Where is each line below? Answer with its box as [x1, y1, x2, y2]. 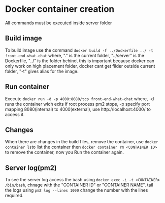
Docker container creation [5, 3, 115, 15]
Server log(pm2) [5, 163, 57, 172]
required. [5, 193, 24, 199]
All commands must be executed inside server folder [5, 20, 112, 26]
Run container [5, 82, 50, 91]
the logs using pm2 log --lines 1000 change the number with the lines [5, 187, 148, 193]
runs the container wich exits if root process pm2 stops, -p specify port [5, 101, 150, 107]
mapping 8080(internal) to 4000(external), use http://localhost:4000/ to [5, 106, 151, 112]
